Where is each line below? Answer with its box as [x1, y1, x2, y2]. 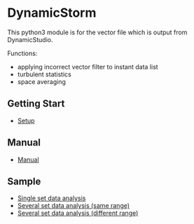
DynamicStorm [7, 5, 97, 21]
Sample [7, 175, 41, 187]
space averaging [17, 77, 67, 85]
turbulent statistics [17, 70, 71, 78]
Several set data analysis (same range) [17, 202, 130, 210]
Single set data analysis [17, 194, 86, 202]
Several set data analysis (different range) [17, 209, 139, 218]
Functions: [7, 49, 38, 57]
